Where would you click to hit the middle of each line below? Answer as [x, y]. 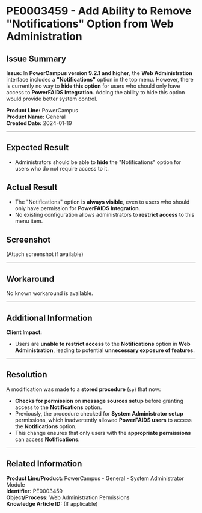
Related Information [44, 464]
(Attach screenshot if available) [45, 254]
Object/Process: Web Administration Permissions [68, 497]
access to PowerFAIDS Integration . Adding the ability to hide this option [96, 92]
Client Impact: [24, 332]
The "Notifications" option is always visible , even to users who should [102, 202]
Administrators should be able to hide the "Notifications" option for [98, 162]
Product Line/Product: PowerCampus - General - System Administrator [95, 478]
